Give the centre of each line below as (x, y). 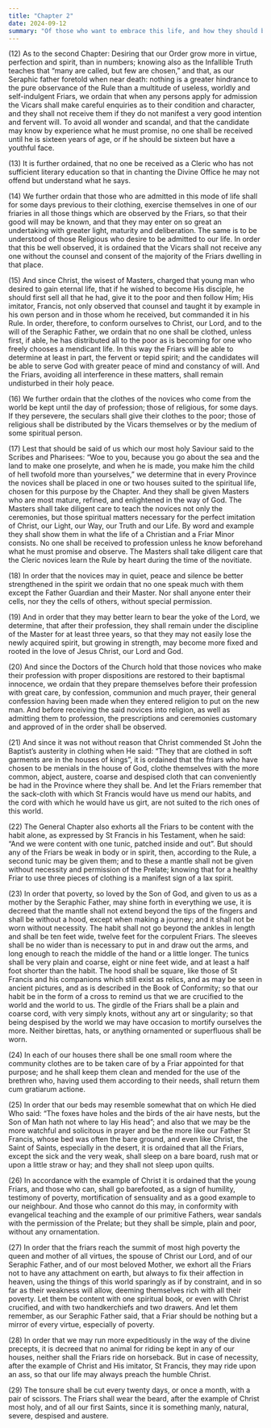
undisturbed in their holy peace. (61, 383)
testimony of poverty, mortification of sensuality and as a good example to (132, 1197)
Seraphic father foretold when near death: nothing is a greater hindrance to (133, 79)
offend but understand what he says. (70, 181)
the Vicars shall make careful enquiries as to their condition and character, (132, 105)
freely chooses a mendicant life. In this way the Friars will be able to (121, 349)
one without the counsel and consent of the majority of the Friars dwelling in (135, 256)
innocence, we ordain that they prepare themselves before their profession (133, 684)
